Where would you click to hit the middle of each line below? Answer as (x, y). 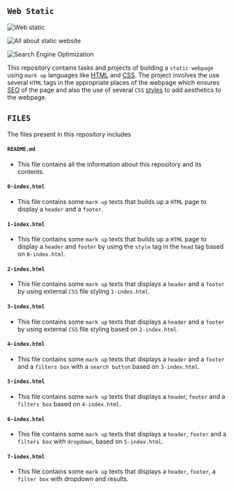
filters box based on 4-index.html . (69, 404)
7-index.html (26, 457)
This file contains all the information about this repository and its (109, 164)
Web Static (31, 11)
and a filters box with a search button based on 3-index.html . (109, 366)
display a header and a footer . (60, 210)
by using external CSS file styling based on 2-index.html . (98, 329)
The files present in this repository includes (69, 134)
